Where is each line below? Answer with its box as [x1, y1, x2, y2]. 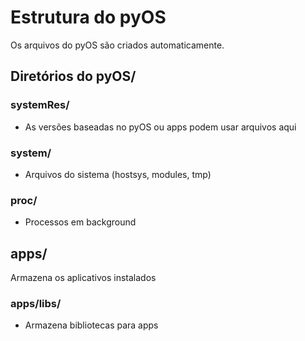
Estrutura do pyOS [10, 6, 167, 29]
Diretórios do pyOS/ [10, 68, 137, 85]
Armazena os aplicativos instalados [10, 272, 157, 284]
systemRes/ [10, 98, 70, 112]
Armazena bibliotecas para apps [24, 319, 159, 331]
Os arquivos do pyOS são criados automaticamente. [10, 39, 225, 51]
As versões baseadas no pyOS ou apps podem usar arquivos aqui [24, 121, 297, 133]
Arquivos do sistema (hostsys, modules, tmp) [24, 168, 212, 180]
